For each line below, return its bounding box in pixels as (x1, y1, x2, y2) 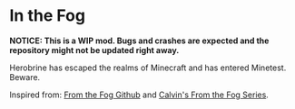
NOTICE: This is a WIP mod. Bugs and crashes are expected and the (9, 35, 270, 46)
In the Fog (9, 5, 86, 26)
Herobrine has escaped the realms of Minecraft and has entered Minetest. (9, 62, 287, 73)
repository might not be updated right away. (9, 44, 180, 55)
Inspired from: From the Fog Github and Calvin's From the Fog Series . (9, 89, 270, 100)
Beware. (9, 71, 41, 82)
